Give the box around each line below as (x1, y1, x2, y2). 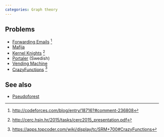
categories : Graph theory (5, 7, 58, 12)
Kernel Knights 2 (12, 49, 45, 56)
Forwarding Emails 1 (12, 38, 52, 45)
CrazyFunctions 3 (12, 65, 48, 72)
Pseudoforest (12, 94, 40, 99)
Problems (5, 25, 35, 34)
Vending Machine (12, 60, 48, 66)
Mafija (12, 44, 25, 50)
